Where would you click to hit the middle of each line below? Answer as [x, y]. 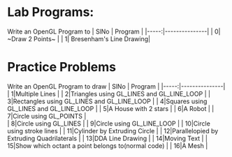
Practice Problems [62, 67]
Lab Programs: [51, 12]
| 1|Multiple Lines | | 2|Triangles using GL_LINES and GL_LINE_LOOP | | [109, 94]
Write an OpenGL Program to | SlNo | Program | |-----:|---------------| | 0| [114, 31]
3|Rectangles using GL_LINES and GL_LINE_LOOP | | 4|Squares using [107, 101]
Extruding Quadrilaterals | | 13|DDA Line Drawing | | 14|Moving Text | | [108, 138]
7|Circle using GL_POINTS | [47, 116]
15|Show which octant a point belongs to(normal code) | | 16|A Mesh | [108, 145]
